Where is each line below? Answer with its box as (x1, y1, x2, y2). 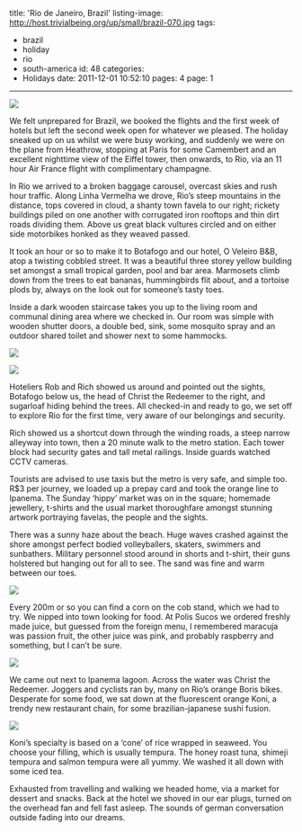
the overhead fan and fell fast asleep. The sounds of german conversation (9, 802, 284, 813)
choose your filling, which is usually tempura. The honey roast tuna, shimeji (9, 747, 289, 757)
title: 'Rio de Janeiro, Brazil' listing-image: (9, 8, 164, 18)
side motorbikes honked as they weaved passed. (9, 228, 191, 239)
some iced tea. (9, 766, 65, 776)
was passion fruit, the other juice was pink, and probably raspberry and (9, 631, 274, 641)
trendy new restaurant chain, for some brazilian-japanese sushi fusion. (9, 703, 271, 713)
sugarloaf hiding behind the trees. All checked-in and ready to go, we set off (9, 400, 292, 411)
